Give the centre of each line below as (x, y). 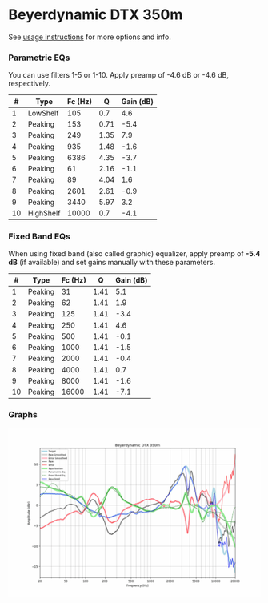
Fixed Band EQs (39, 236)
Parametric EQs (39, 58)
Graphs (23, 415)
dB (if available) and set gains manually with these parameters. (112, 263)
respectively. (29, 84)
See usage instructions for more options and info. (90, 37)
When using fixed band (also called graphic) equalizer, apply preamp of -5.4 (134, 254)
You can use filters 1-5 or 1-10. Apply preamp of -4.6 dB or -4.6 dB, (119, 75)
